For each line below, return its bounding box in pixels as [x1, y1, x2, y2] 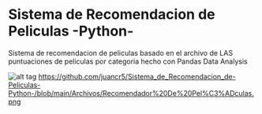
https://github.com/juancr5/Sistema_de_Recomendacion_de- [38, 72, 236, 81]
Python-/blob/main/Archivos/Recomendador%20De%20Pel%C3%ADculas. [8, 88, 255, 97]
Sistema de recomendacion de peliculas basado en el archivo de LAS [8, 48, 234, 57]
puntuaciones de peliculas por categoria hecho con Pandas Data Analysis [8, 57, 248, 66]
